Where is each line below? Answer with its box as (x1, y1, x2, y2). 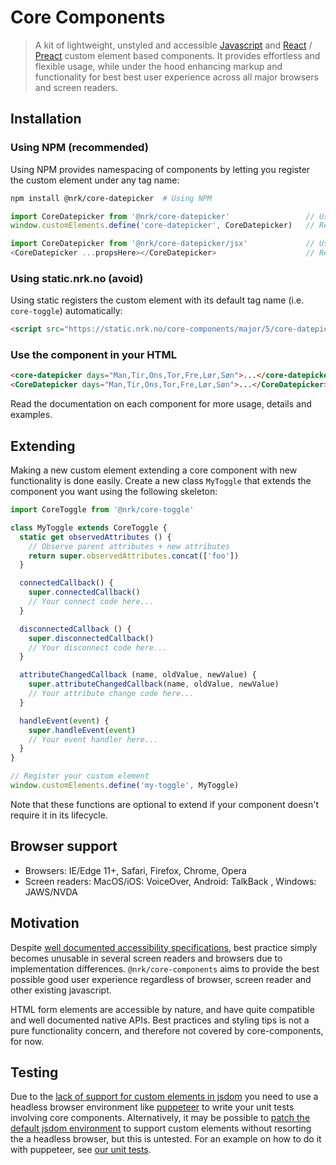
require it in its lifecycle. (10, 809, 108, 821)
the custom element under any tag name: (10, 174, 180, 186)
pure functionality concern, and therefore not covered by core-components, (10, 1024, 324, 1036)
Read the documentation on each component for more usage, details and (10, 398, 312, 410)
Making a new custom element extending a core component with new (10, 464, 298, 476)
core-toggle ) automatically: (10, 305, 123, 317)
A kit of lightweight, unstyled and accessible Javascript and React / (34, 39, 313, 51)
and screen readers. (34, 81, 119, 93)
